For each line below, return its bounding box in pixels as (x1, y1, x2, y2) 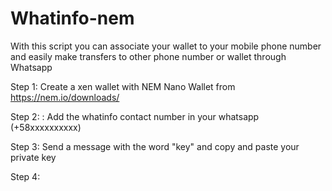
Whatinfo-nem (10, 7, 135, 30)
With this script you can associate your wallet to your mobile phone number (10, 40, 322, 52)
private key (10, 151, 57, 163)
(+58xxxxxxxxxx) (10, 121, 82, 133)
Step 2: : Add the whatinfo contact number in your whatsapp (10, 110, 260, 122)
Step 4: (10, 170, 41, 182)
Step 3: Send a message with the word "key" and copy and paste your (10, 140, 300, 152)
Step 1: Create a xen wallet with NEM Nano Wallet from (10, 80, 236, 92)
